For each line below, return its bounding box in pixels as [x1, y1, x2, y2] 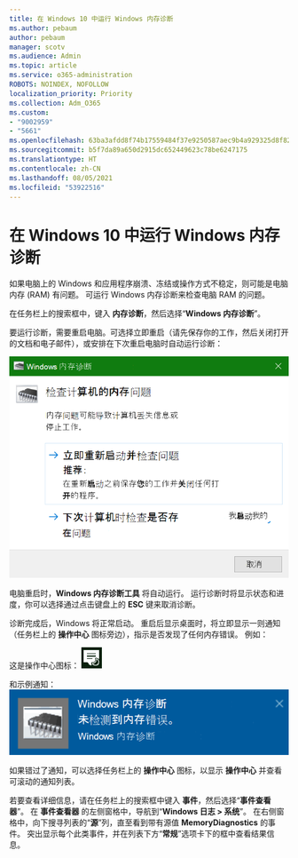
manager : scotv [9, 43, 66, 52]
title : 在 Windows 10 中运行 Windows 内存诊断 [9, 14, 174, 23]
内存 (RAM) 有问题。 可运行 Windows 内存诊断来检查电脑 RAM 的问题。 [9, 290, 271, 300]
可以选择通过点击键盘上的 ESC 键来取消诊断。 [32, 600, 200, 610]
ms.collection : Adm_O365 [9, 99, 101, 107]
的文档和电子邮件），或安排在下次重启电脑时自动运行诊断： [9, 338, 223, 349]
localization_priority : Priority [9, 89, 133, 98]
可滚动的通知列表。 [9, 776, 80, 787]
